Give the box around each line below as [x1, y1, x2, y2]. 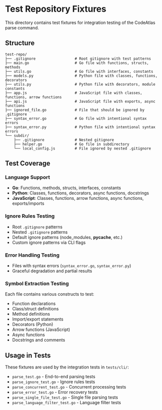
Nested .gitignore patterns [12, 229, 68, 235]
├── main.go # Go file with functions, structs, [5, 60, 149, 65]
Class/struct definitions [12, 306, 59, 312]
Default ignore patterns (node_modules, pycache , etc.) [12, 234, 123, 240]
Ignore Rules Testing [5, 213, 55, 219]
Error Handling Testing [5, 252, 60, 259]
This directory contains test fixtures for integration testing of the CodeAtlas [5, 20, 156, 25]
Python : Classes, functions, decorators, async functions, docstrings [12, 190, 149, 196]
